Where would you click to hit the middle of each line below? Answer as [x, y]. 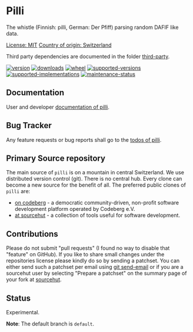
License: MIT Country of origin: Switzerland [59, 45]
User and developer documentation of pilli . [58, 107]
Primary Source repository [56, 158]
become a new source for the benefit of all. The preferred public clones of [96, 185]
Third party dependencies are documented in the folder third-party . [88, 56]
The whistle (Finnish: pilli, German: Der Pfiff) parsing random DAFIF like [92, 27]
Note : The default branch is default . [50, 324]
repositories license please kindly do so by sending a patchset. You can [93, 261]
